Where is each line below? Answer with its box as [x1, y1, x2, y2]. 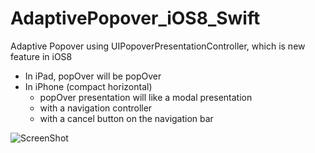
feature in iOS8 [10, 50, 73, 62]
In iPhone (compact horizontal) [24, 80, 153, 92]
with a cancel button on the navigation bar [39, 112, 214, 124]
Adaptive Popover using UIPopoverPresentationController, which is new [10, 40, 306, 52]
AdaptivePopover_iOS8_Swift [10, 7, 261, 30]
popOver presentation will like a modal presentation [39, 91, 253, 103]
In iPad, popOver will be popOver [24, 70, 162, 82]
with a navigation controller [39, 102, 153, 114]
